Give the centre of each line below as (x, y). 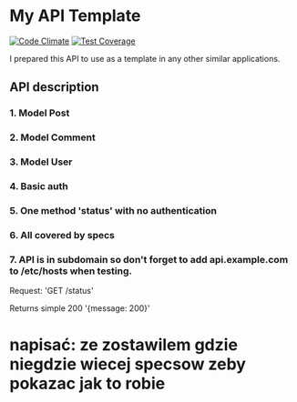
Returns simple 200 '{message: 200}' (80, 308)
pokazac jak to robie (87, 384)
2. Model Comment (52, 137)
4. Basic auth (39, 186)
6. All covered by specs (62, 235)
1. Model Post (40, 113)
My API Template (75, 16)
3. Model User (41, 162)
